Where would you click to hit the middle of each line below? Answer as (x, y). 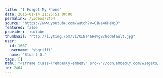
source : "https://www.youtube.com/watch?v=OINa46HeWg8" (63, 23)
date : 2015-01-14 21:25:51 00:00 (39, 14)
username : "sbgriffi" (31, 50)
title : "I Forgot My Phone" (33, 9)
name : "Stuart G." (28, 55)
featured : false (21, 28)
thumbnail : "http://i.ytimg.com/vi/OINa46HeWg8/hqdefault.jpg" (70, 37)
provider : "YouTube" (26, 32)
